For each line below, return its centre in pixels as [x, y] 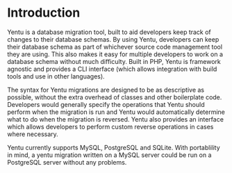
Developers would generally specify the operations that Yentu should [106, 104]
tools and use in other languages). [56, 76]
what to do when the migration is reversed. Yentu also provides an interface [116, 119]
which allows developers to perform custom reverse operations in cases [110, 126]
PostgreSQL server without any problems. [67, 162]
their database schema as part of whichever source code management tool [115, 47]
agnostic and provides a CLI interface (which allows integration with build [112, 69]
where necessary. [33, 134]
